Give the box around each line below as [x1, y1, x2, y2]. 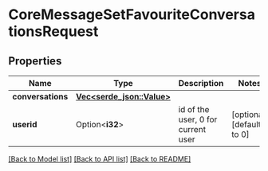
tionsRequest [8, 22, 99, 41]
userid [12, 119, 37, 130]
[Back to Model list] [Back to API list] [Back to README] [8, 154, 191, 164]
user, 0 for [178, 114, 218, 125]
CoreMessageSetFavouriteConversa [8, 6, 255, 24]
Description [178, 78, 224, 88]
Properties [8, 54, 62, 68]
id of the [178, 104, 210, 115]
